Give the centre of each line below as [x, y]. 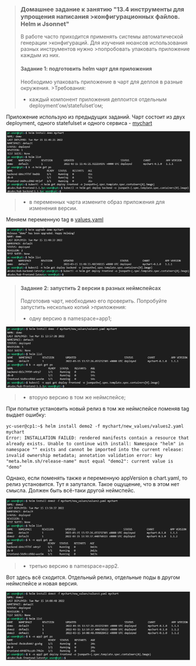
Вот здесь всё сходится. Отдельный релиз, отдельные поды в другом [93, 577]
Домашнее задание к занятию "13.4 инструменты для [102, 9]
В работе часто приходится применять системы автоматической [102, 37]
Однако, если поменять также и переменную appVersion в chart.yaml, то [97, 478]
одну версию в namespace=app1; [70, 318]
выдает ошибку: [26, 415]
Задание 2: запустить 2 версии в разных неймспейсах [91, 288]
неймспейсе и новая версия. [42, 584]
